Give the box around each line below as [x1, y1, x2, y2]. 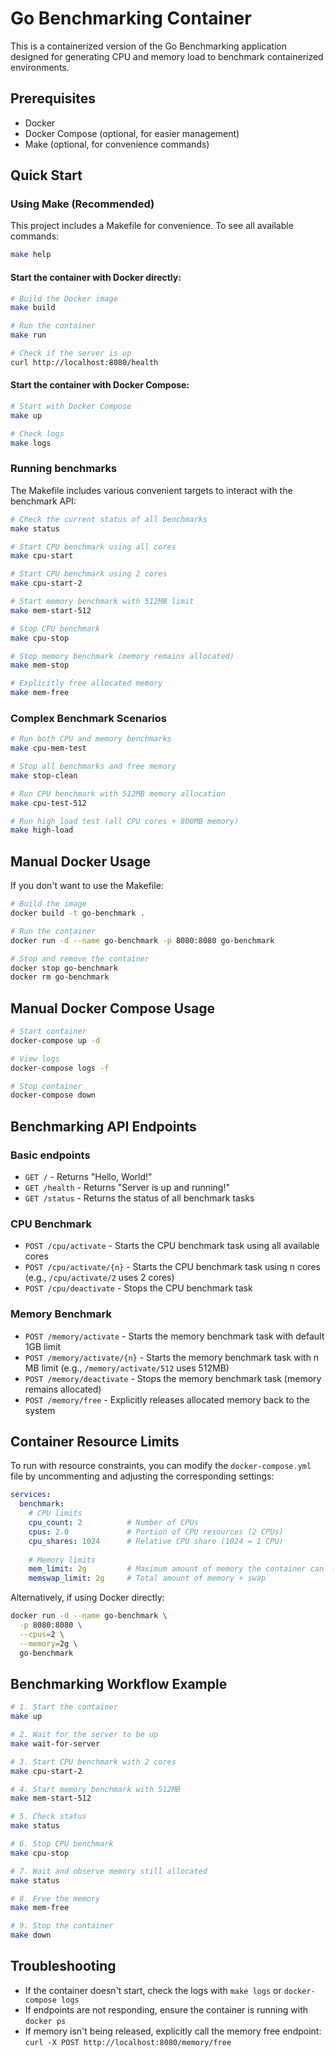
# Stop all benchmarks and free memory [10, 762, 177, 772]
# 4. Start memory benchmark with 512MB [10, 1784, 182, 1794]
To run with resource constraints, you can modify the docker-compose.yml [10, 1460, 312, 1472]
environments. [10, 61, 70, 73]
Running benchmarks [10, 462, 118, 476]
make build [10, 303, 56, 313]
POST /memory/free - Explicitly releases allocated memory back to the [24, 1393, 310, 1406]
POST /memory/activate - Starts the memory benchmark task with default [24, 1330, 325, 1342]
